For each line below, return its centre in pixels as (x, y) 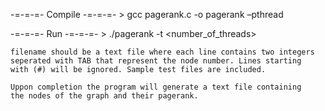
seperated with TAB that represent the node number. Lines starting (156, 61)
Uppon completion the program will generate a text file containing (156, 87)
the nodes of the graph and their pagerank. (104, 96)
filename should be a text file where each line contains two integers (162, 52)
